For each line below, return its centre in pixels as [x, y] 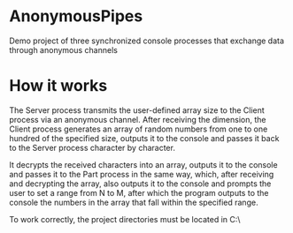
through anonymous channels [63, 49]
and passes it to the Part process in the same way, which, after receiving [142, 174]
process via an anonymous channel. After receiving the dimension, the [138, 119]
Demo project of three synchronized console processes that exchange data [147, 41]
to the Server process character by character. [92, 147]
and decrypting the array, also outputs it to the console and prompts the [140, 184]
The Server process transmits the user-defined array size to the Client [137, 110]
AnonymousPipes [76, 16]
